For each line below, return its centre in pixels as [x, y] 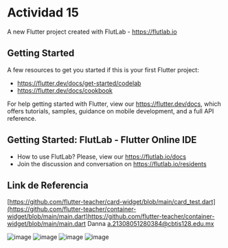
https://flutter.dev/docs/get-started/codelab [79, 83]
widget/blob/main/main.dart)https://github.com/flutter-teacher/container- [111, 216]
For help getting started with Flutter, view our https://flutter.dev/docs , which [114, 104]
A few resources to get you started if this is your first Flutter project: [103, 69]
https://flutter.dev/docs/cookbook [65, 90]
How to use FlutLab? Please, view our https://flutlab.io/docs [102, 157]
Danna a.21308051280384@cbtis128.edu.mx [150, 224]
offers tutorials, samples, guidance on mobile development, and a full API [111, 111]
